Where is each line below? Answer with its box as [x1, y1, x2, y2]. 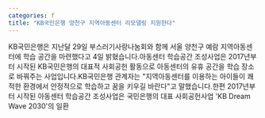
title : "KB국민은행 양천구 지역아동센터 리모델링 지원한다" [8, 19, 176, 27]
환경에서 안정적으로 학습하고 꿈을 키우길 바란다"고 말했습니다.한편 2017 [22, 81, 244, 91]
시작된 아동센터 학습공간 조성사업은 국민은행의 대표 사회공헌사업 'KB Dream [16, 91, 252, 101]
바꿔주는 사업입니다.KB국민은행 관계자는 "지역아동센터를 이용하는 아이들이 [16, 71, 246, 81]
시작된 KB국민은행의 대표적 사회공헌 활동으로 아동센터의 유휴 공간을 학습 [16, 61, 240, 71]
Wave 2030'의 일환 [8, 101, 70, 111]
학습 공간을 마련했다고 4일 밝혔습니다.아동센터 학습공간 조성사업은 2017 [22, 51, 244, 61]
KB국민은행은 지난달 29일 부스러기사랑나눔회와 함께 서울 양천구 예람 [8, 41, 219, 51]
